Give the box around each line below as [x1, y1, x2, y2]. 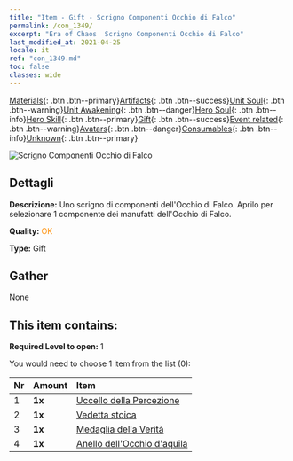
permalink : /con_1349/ [9, 21, 93, 30]
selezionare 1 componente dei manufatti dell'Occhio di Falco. [9, 208, 233, 219]
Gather [9, 268, 49, 284]
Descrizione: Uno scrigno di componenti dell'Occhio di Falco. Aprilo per [9, 199, 273, 209]
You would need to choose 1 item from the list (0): [9, 358, 191, 369]
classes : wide [9, 71, 62, 80]
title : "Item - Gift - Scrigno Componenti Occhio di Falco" [9, 12, 237, 22]
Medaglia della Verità [75, 423, 164, 435]
